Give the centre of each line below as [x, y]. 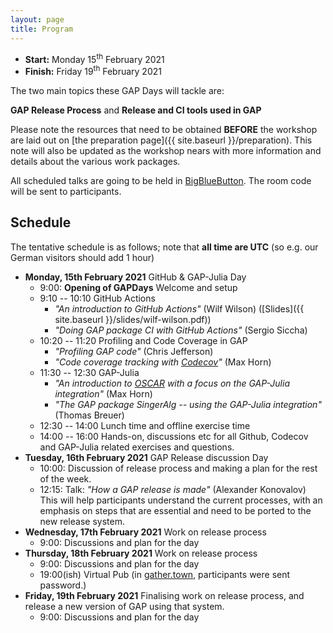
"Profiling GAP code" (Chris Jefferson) [134, 351]
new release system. [82, 521]
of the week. [65, 478]
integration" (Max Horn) [103, 393]
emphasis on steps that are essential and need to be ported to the [175, 510]
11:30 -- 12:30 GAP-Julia [89, 372]
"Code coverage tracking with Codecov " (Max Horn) [163, 362]
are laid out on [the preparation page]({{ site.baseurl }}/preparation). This [161, 140]
